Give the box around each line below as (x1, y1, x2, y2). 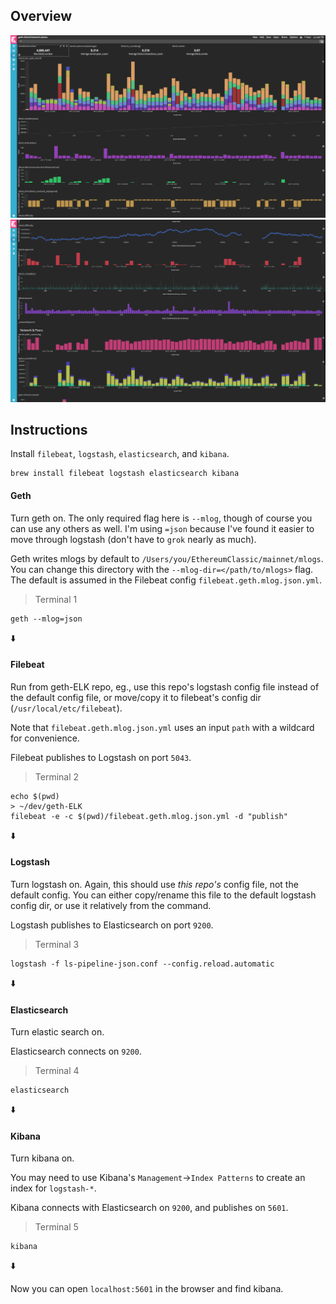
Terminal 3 (34, 938, 80, 950)
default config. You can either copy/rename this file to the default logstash (10, 889, 317, 901)
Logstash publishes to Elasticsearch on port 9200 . (10, 919, 214, 931)
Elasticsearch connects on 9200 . (10, 1045, 142, 1058)
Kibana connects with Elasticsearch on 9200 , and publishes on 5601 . (10, 1202, 289, 1214)
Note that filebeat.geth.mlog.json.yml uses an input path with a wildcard (10, 721, 315, 733)
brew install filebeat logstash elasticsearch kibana (10, 469, 240, 479)
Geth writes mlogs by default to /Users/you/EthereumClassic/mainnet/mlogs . (10, 552, 324, 564)
